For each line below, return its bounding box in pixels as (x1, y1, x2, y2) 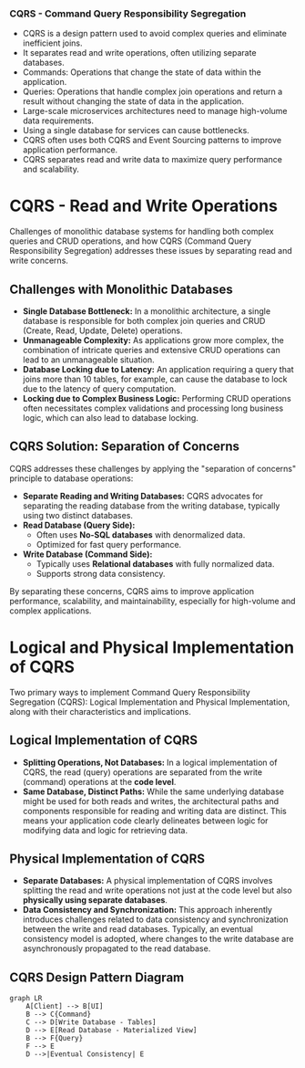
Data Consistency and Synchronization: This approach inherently (22, 905, 273, 916)
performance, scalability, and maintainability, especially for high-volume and (9, 595, 296, 606)
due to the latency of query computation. (22, 383, 177, 394)
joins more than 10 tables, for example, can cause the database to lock (22, 373, 289, 385)
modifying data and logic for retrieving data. (22, 824, 188, 835)
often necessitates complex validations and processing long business (22, 403, 284, 414)
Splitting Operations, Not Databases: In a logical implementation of (22, 757, 278, 768)
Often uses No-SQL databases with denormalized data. (36, 529, 246, 540)
